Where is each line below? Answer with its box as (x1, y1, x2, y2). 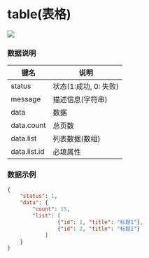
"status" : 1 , (20, 193, 58, 200)
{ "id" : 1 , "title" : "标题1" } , (57, 218, 143, 226)
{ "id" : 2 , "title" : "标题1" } (57, 225, 141, 232)
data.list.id (10, 147, 45, 157)
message (10, 94, 41, 104)
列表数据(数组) (52, 134, 101, 144)
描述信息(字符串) (52, 95, 108, 105)
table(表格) (7, 6, 71, 22)
